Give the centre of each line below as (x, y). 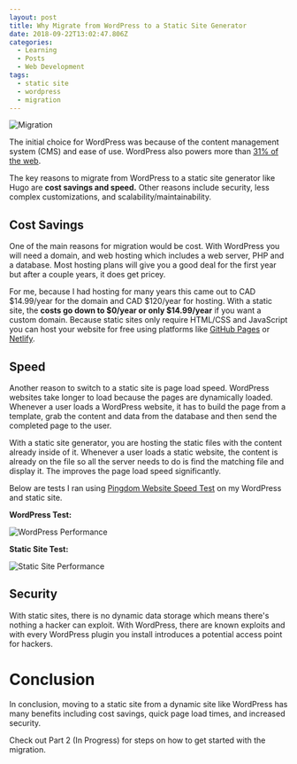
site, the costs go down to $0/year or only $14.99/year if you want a (135, 310)
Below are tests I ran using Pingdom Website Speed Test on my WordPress (145, 488)
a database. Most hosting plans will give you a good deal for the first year (143, 265)
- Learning (37, 51)
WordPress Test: (41, 515)
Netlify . (22, 339)
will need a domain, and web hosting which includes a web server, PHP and (147, 256)
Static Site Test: (39, 549)
